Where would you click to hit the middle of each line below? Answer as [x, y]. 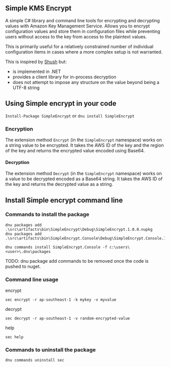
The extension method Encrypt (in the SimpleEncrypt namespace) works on [83, 140]
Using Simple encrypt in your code [61, 104]
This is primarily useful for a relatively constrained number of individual [79, 46]
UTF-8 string [26, 88]
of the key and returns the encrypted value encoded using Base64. [75, 150]
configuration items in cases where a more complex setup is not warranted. [84, 52]
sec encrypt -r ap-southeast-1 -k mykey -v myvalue [61, 300]
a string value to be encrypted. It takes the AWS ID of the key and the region [84, 145]
